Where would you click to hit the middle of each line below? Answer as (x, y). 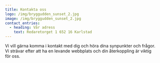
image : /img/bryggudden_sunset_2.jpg (43, 18)
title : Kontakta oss (26, 9)
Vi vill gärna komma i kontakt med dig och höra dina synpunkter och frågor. (80, 46)
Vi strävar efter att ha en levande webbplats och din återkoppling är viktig (78, 51)
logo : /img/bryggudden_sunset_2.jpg (42, 14)
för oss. (13, 56)
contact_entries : (23, 23)
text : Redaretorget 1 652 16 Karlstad (53, 32)
